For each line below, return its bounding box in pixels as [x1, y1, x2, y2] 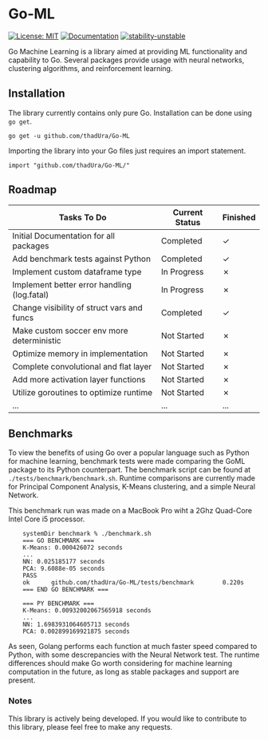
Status [175, 216, 201, 228]
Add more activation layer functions [12, 374, 146, 385]
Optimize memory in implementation [12, 348, 148, 359]
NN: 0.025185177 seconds [22, 558, 105, 566]
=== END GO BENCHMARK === [22, 586, 109, 594]
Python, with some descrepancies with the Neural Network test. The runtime [8, 650, 260, 659]
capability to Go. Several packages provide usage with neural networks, [8, 55, 245, 65]
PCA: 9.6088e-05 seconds [22, 564, 105, 573]
